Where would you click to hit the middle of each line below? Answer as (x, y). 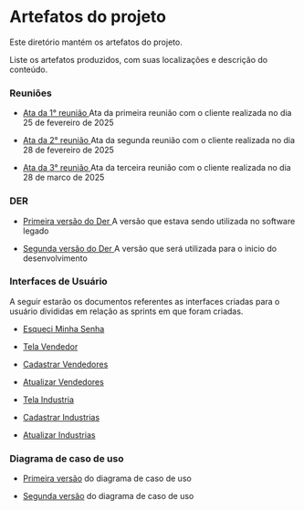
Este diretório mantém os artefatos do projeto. (96, 42)
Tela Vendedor (50, 346)
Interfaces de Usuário (58, 282)
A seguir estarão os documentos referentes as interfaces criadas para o (145, 301)
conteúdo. (29, 69)
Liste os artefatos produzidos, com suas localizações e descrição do (139, 59)
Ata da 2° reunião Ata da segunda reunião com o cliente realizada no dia (158, 141)
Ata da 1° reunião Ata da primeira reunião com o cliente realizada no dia (157, 113)
